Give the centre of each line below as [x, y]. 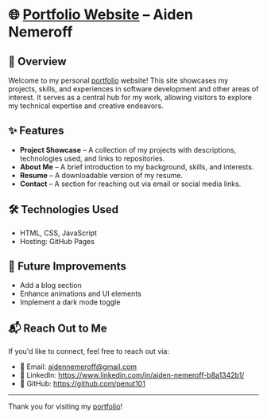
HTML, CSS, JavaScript [58, 233]
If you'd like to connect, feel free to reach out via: [89, 351]
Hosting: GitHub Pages [57, 241]
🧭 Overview [37, 61]
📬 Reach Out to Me [58, 328]
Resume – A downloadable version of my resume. [101, 175]
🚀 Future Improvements [68, 267]
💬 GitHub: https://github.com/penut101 [82, 384]
